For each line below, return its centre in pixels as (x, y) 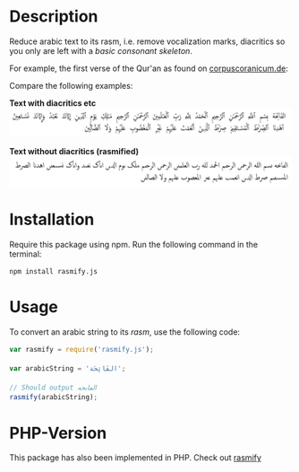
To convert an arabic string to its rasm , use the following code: (124, 332)
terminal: (26, 254)
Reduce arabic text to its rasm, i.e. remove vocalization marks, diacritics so (147, 41)
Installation (52, 219)
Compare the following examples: (71, 85)
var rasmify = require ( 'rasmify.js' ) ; (81, 350)
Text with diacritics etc (53, 103)
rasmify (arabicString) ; (54, 397)
